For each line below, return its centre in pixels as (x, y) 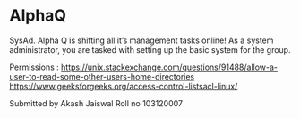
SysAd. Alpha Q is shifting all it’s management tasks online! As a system (141, 40)
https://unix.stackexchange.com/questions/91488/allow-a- (170, 67)
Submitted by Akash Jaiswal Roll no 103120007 (96, 103)
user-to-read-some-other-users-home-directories (102, 76)
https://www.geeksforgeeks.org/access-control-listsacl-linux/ (124, 86)
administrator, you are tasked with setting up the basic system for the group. (150, 49)
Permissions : (34, 67)
